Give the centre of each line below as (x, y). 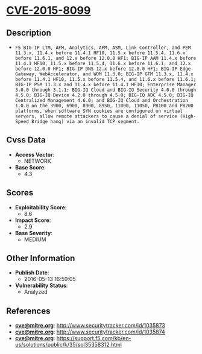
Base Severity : (33, 233)
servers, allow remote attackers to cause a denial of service (96, 116)
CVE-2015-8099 (49, 11)
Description (29, 33)
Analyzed (36, 292)
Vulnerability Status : (41, 286)
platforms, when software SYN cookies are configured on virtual (99, 111)
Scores (20, 193)
